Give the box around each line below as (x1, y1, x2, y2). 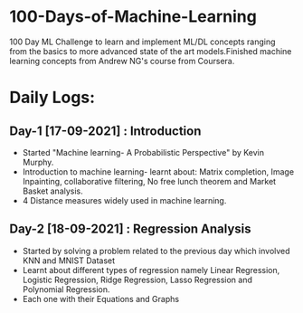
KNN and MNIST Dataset (22, 255, 116, 266)
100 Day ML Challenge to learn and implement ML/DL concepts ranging (9, 36, 276, 47)
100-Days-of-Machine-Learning (9, 6, 258, 27)
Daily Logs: (9, 88, 96, 108)
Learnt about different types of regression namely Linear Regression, (22, 264, 280, 275)
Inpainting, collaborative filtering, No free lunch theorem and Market (22, 175, 277, 186)
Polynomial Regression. (22, 283, 110, 295)
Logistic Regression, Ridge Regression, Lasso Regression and (22, 274, 253, 285)
